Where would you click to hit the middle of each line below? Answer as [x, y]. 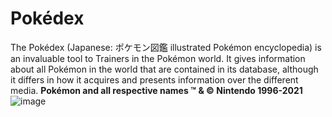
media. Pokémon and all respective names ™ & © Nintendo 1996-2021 [156, 90]
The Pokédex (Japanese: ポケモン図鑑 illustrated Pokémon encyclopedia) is [166, 47]
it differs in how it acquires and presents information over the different [154, 79]
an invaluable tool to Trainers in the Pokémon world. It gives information [158, 58]
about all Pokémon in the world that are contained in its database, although [164, 69]
